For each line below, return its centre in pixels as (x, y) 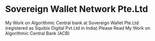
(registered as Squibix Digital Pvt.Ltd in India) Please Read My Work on (78, 28)
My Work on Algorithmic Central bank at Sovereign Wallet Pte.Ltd (72, 23)
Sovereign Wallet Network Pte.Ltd (77, 9)
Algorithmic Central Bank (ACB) (37, 33)
